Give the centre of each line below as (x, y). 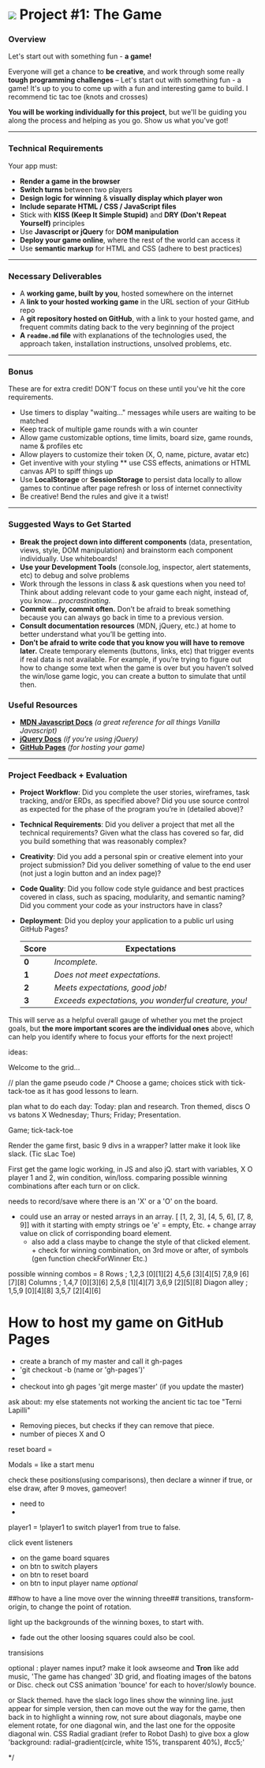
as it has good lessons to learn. (88, 1091)
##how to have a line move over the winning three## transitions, (113, 1599)
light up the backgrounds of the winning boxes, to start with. (106, 1623)
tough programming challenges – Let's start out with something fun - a (125, 80)
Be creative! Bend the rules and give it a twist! (94, 496)
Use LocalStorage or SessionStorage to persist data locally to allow (131, 480)
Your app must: (33, 166)
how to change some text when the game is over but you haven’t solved (136, 667)
